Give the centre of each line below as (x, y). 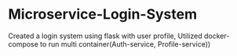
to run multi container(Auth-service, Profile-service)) (126, 44)
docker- (217, 36)
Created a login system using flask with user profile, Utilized (105, 36)
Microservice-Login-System (103, 14)
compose (24, 44)
